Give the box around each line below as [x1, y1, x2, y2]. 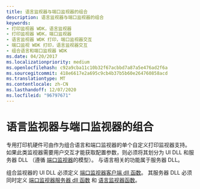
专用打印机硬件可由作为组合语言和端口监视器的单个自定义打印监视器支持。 [6, 141, 190, 148]
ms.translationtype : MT [6, 76, 66, 82]
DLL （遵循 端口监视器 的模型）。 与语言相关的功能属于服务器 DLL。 [17, 156, 183, 163]
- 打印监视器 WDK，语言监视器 [6, 25, 72, 32]
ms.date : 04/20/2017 [6, 53, 58, 59]
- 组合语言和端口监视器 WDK [6, 48, 67, 54]
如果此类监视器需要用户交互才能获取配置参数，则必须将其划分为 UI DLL [6, 148, 182, 156]
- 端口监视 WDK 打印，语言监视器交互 [6, 43, 88, 49]
